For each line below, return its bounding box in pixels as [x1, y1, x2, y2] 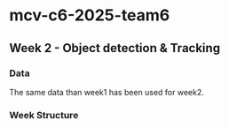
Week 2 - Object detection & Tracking [9, 41, 220, 56]
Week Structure [9, 109, 79, 121]
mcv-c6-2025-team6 [9, 5, 170, 26]
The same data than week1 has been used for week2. [9, 87, 204, 97]
